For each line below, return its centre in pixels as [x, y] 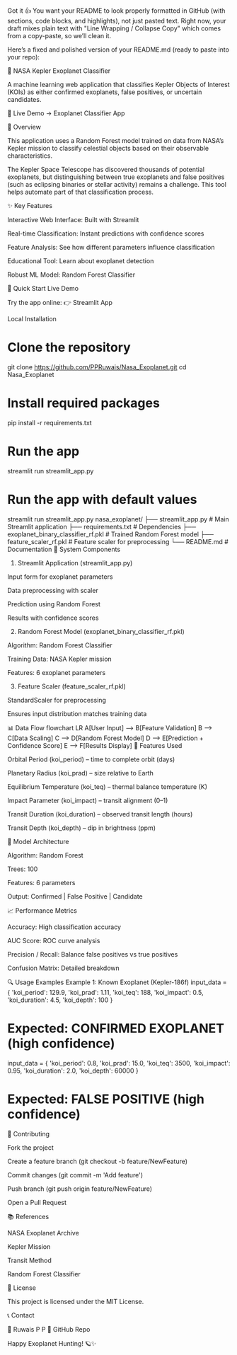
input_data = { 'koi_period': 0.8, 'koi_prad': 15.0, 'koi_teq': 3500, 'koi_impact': [119, 1063]
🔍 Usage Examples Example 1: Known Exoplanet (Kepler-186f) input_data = [117, 982]
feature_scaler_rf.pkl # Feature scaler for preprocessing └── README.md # [118, 541]
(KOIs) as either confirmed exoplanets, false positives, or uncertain [105, 92]
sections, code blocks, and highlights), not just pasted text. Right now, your [117, 21]
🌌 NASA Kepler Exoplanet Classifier [59, 71]
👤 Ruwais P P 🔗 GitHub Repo [49, 1329]
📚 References [28, 1216]
